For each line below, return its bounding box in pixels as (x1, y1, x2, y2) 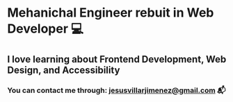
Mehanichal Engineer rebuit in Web (7, 5, 214, 21)
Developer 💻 (7, 21, 84, 37)
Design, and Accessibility (7, 64, 120, 76)
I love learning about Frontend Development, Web (7, 53, 227, 65)
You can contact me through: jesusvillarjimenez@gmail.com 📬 (7, 85, 226, 95)
